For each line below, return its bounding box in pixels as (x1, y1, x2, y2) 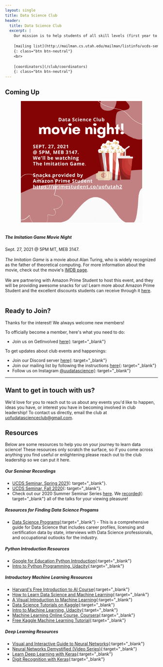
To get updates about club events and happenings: (5, 348, 107, 354)
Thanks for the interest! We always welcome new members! (5, 319, 125, 325)
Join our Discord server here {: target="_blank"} (12, 357, 107, 363)
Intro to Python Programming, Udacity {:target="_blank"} (12, 563, 125, 569)
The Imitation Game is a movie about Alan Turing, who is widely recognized (5, 256, 156, 262)
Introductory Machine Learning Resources (5, 574, 93, 580)
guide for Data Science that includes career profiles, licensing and (12, 524, 145, 530)
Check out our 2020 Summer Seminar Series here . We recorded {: (12, 491, 144, 497)
